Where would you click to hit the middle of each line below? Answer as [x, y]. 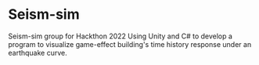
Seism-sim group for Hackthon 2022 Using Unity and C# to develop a [121, 36]
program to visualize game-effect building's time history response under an [130, 44]
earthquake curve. [38, 52]
